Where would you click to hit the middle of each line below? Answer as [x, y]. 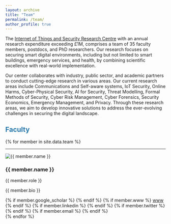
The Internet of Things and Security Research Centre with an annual [77, 39]
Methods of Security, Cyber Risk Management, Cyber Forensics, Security [82, 97]
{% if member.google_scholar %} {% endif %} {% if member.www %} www [84, 200]
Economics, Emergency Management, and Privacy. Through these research [84, 103]
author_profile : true [28, 24]
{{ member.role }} [24, 181]
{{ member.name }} [30, 170]
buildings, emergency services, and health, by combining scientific [76, 60]
